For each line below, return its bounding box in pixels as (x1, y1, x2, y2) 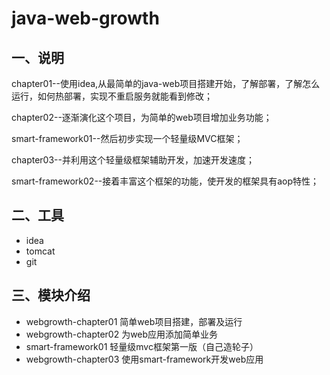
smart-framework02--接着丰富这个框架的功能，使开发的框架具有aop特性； (11, 175, 320, 187)
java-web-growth (11, 7, 160, 30)
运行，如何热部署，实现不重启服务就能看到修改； (11, 90, 213, 102)
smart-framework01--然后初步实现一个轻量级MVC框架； (11, 133, 244, 144)
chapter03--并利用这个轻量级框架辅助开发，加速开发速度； (11, 154, 255, 166)
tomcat (25, 245, 56, 257)
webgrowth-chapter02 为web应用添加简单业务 (25, 328, 219, 340)
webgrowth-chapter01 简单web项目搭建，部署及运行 (25, 315, 243, 327)
